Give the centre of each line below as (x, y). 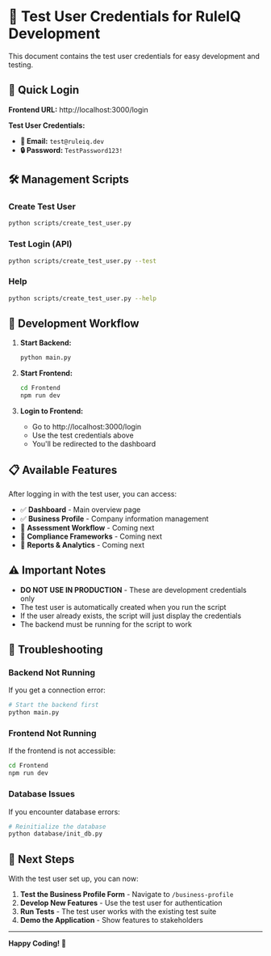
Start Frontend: (46, 373)
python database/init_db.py (56, 834)
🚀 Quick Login (44, 90)
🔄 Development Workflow (74, 324)
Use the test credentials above (83, 435)
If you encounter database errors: (65, 811)
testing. (21, 65)
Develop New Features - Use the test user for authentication (121, 903)
